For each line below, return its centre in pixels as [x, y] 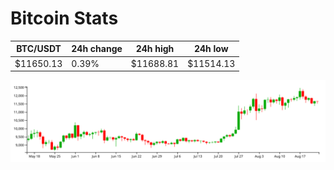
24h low [211, 49]
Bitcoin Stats [64, 18]
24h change [97, 49]
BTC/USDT [39, 49]
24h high [155, 49]
